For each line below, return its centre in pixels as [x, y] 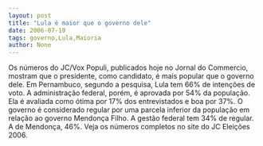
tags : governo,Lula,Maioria [55, 38]
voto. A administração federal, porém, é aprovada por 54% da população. [129, 93]
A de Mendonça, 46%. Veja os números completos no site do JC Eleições [129, 127]
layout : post [30, 15]
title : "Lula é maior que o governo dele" [80, 23]
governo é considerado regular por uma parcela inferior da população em [129, 110]
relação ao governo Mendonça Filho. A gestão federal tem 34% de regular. [131, 118]
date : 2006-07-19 [37, 30]
